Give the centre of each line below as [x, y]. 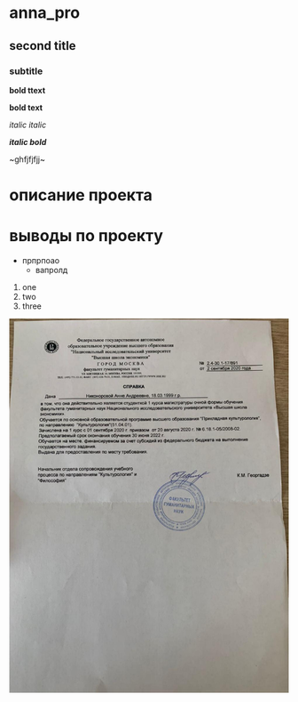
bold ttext [27, 90]
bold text [26, 107]
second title [43, 46]
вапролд [51, 270]
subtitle [26, 71]
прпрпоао [41, 260]
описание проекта [81, 195]
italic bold [28, 141]
